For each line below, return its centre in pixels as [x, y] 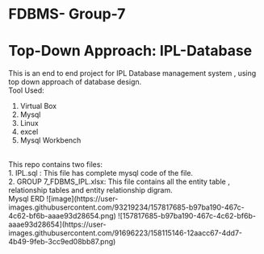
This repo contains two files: [56, 164]
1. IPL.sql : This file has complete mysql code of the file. [101, 173]
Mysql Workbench [50, 140]
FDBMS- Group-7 [67, 14]
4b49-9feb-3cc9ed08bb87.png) [62, 242]
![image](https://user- [82, 199]
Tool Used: [26, 90]
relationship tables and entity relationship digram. [90, 190]
